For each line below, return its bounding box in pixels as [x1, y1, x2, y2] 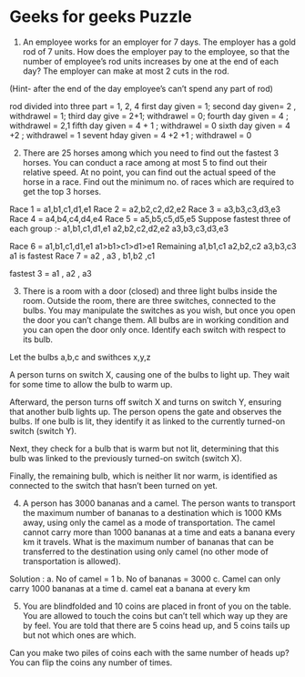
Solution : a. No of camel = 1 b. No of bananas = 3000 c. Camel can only [9, 573, 280, 584]
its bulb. [22, 334, 53, 345]
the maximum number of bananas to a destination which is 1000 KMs [22, 507, 282, 518]
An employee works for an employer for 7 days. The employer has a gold [22, 36, 296, 47]
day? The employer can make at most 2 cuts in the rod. [22, 66, 229, 76]
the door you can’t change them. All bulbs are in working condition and [22, 314, 290, 325]
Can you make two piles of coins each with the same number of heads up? [9, 647, 290, 658]
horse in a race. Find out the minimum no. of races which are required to [22, 176, 294, 187]
